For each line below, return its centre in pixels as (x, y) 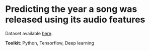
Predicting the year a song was (71, 9)
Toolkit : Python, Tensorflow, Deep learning (50, 43)
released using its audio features (75, 20)
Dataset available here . (29, 33)
